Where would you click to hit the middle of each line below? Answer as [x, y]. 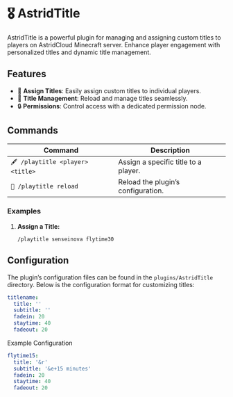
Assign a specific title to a [160, 162]
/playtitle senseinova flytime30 [66, 239]
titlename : [23, 297]
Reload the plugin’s [149, 181]
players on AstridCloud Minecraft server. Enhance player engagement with [114, 44]
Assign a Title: [38, 226]
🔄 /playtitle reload [44, 186]
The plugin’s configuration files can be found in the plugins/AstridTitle [110, 277]
